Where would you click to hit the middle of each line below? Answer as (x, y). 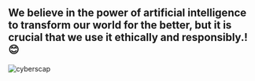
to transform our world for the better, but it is (120, 26)
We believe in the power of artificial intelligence (128, 13)
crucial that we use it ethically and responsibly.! (128, 37)
